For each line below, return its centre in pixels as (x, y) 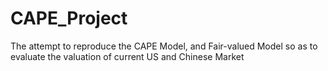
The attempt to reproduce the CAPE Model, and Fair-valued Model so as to (164, 46)
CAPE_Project (69, 18)
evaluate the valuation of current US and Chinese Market (127, 56)
